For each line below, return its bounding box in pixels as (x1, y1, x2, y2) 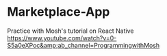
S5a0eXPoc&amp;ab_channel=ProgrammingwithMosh (7, 41, 160, 49)
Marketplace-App (7, 4, 110, 20)
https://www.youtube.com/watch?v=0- (7, 33, 117, 42)
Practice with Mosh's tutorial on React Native (7, 27, 134, 35)
